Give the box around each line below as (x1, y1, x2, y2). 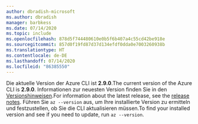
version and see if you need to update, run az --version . (6, 111, 144, 118)
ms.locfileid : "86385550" (6, 63, 70, 70)
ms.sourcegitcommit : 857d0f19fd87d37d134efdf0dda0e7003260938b (6, 42, 165, 48)
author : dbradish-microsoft (6, 8, 76, 15)
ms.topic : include (6, 31, 51, 37)
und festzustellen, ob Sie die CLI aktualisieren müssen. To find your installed (6, 105, 190, 112)
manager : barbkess (6, 19, 51, 25)
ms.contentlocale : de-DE (6, 53, 67, 58)
